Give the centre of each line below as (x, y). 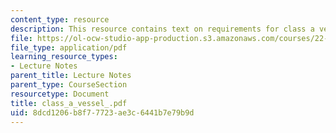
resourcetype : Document (60, 94)
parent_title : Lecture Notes (71, 76)
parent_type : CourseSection (69, 85)
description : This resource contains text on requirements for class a (162, 29)
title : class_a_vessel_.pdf (69, 103)
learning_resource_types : (64, 57)
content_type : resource (60, 19)
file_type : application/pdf (69, 47)
